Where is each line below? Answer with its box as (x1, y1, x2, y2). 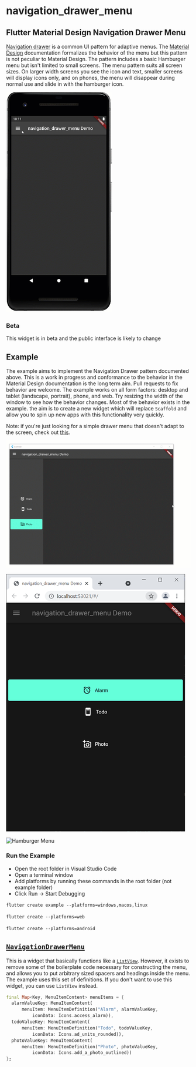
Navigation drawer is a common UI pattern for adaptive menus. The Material (6, 43, 190, 50)
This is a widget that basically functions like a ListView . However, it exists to (6, 957, 190, 964)
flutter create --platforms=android (6, 925, 95, 931)
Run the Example (6, 851, 56, 860)
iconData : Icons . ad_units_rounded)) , (32, 1031, 125, 1037)
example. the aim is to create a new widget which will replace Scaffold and (6, 405, 187, 412)
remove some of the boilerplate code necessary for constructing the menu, (6, 963, 187, 970)
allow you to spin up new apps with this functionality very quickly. (6, 411, 165, 418)
